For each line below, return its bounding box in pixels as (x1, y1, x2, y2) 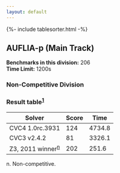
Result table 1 (6, 97, 45, 106)
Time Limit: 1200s (6, 65, 51, 73)
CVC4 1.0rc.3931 (9, 124, 60, 132)
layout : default (6, 8, 47, 15)
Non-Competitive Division (6, 80, 84, 89)
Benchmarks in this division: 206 (6, 59, 90, 67)
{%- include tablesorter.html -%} (6, 25, 88, 33)
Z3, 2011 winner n (9, 143, 60, 153)
